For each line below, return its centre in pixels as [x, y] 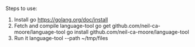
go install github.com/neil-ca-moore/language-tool [128, 32]
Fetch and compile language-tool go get [62, 26]
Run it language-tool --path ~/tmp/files [61, 38]
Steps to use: [21, 8]
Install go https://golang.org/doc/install [61, 19]
